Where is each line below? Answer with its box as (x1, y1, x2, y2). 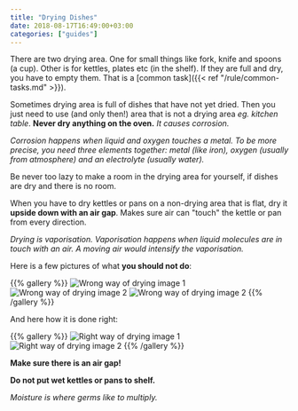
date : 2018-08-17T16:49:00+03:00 (10, 21, 134, 30)
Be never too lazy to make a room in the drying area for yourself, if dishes (10, 171, 278, 182)
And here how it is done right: (10, 314, 119, 325)
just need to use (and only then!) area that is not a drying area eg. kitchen (10, 108, 278, 120)
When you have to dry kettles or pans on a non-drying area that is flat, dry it (10, 198, 287, 209)
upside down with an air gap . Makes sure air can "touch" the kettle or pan (10, 208, 282, 218)
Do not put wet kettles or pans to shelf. (10, 375, 156, 386)
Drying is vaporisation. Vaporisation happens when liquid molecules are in (10, 234, 283, 245)
